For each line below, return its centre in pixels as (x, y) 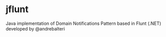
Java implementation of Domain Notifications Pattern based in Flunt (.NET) (84, 23)
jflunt (17, 9)
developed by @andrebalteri (35, 28)
